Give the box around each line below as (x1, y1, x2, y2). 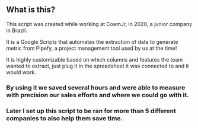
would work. (6, 68, 37, 76)
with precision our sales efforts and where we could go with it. (6, 91, 189, 99)
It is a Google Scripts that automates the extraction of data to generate (6, 38, 178, 45)
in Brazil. (6, 27, 28, 34)
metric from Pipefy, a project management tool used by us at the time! (6, 44, 177, 52)
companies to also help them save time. (6, 114, 123, 122)
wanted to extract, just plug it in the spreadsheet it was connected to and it (6, 62, 189, 69)
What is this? (6, 5, 56, 15)
